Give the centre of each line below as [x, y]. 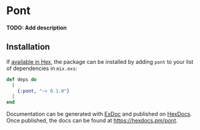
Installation [28, 47]
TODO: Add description [37, 28]
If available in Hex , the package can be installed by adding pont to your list [100, 61]
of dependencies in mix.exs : [42, 68]
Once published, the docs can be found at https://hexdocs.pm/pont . [92, 121]
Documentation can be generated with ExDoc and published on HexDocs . [99, 114]
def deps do [21, 79]
